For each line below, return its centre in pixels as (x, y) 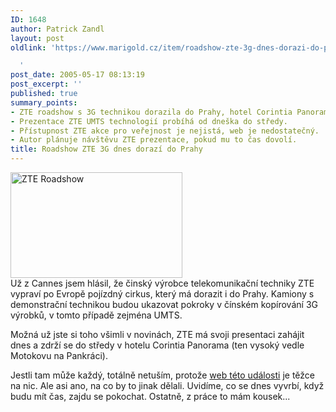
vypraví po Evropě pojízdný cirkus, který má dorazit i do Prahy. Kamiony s (162, 294)
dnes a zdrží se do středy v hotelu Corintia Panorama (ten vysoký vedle (157, 345)
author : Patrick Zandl (57, 29)
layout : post (37, 38)
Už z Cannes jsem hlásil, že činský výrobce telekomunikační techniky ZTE (162, 283)
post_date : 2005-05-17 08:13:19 (77, 75)
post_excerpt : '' (46, 84)
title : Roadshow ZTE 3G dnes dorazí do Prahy (106, 149)
